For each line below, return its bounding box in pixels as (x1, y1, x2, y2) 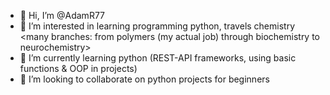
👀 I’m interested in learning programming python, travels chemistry (19, 20, 296, 32)
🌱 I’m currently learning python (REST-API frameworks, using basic (19, 52, 297, 64)
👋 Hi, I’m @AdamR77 (19, 10, 106, 21)
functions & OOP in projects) (19, 63, 138, 74)
